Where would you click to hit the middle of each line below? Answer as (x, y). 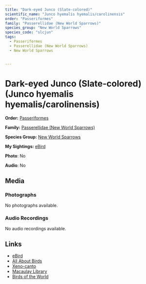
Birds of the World (30, 276)
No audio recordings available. (36, 229)
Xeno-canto (24, 266)
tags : (10, 37)
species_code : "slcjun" (29, 32)
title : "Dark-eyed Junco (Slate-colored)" (49, 10)
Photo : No (15, 156)
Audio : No (15, 165)
